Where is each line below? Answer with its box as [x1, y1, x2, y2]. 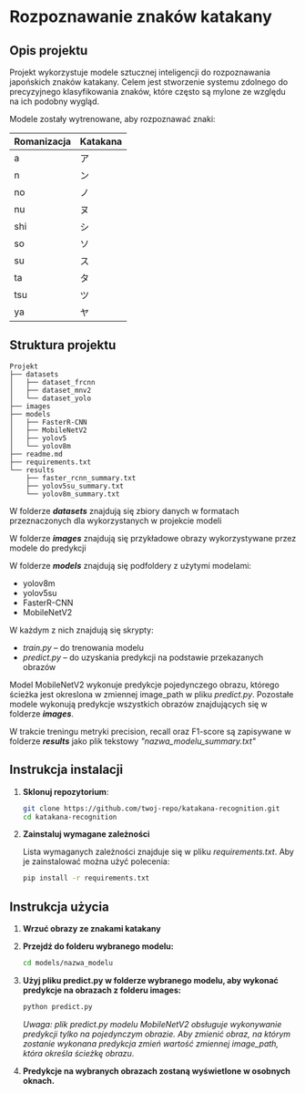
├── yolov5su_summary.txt [25, 481, 125, 490]
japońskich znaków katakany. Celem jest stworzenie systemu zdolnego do [9, 77, 289, 88]
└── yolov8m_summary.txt [25, 490, 120, 499]
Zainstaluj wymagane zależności [22, 829, 150, 840]
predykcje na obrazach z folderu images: [22, 985, 182, 995]
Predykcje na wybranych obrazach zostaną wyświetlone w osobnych [22, 1065, 291, 1077]
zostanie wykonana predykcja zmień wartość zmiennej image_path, [22, 1037, 280, 1049]
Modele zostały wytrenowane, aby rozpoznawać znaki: [9, 114, 216, 124]
